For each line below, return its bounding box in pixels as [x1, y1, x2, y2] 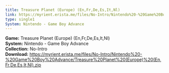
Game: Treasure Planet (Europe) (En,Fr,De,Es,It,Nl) [5, 35, 110, 41]
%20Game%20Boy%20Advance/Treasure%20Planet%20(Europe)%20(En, [5, 56, 162, 63]
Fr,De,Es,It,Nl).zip [5, 62, 41, 68]
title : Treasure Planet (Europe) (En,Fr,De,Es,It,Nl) [5, 7, 121, 13]
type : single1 [5, 17, 35, 22]
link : [5, 12, 17, 17]
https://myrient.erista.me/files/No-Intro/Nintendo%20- [29, 51, 142, 57]
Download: [5, 51, 29, 57]
